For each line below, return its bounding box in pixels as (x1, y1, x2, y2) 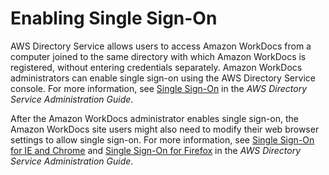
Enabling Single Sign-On (10, 7, 218, 30)
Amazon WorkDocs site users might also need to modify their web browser (10, 123, 320, 135)
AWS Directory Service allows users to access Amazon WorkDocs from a (10, 40, 312, 52)
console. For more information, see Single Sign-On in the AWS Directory (10, 82, 308, 94)
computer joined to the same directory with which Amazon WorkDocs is (10, 50, 307, 62)
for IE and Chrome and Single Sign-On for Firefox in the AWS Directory (10, 144, 302, 156)
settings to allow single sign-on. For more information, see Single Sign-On (10, 133, 315, 146)
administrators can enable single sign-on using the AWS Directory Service (10, 72, 316, 84)
